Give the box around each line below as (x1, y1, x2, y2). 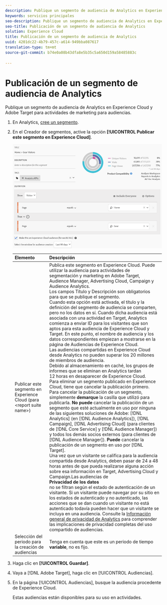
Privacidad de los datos (49, 479, 99, 485)
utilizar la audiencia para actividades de (49, 267, 130, 273)
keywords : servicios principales (5, 13, 75, 18)
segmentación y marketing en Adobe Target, (49, 272, 140, 278)
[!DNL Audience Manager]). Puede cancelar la (49, 436, 144, 443)
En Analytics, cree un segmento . (12, 120, 79, 125)
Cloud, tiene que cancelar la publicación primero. (49, 383, 150, 389)
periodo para (14, 538, 41, 545)
